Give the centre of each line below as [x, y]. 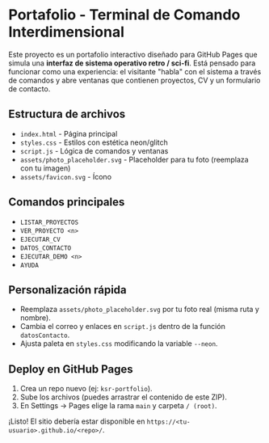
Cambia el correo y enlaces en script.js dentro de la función [123, 327]
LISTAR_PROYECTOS [49, 222]
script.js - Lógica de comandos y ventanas [94, 150]
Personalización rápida [67, 290]
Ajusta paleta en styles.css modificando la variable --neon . [119, 344]
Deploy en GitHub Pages [71, 369]
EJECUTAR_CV [40, 239]
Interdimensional [67, 32]
